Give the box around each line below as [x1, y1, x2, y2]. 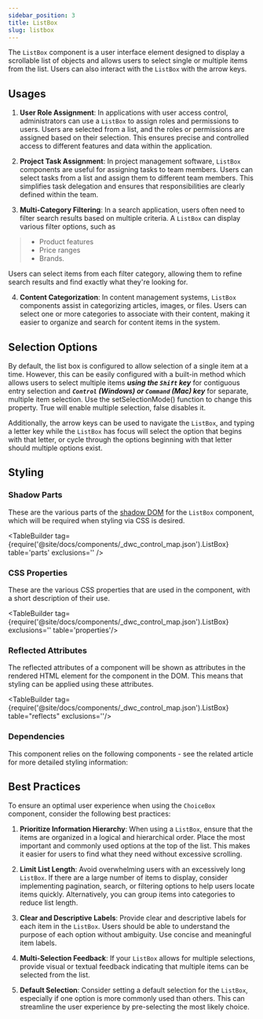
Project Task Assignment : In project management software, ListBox [19, 156, 241, 166]
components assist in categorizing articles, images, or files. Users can [19, 301, 247, 310]
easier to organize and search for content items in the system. [19, 317, 221, 327]
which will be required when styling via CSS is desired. [8, 515, 185, 525]
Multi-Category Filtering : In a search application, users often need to [19, 205, 245, 214]
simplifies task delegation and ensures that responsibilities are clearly [19, 181, 245, 191]
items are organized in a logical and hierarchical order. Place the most [19, 833, 246, 842]
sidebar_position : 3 [8, 11, 76, 20]
